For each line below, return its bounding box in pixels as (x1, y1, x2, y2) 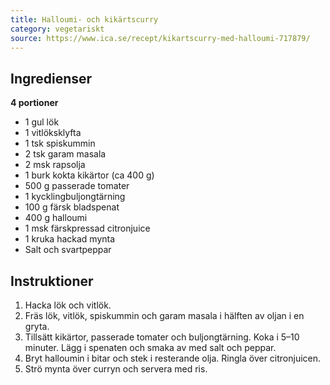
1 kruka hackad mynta (24, 233, 116, 245)
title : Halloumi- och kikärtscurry (10, 14, 159, 25)
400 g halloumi (24, 212, 88, 224)
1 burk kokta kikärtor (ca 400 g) (24, 169, 155, 181)
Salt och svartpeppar (24, 244, 112, 256)
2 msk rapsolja (24, 159, 86, 171)
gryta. (24, 321, 50, 332)
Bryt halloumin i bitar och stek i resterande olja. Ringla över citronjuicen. (24, 352, 322, 364)
